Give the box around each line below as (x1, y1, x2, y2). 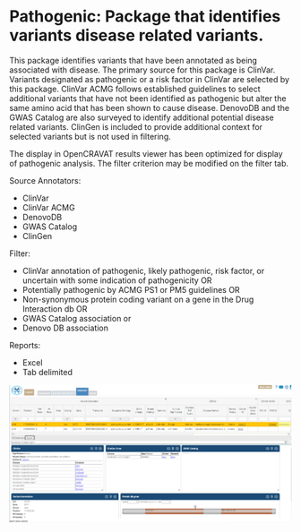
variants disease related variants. (9, 25, 264, 46)
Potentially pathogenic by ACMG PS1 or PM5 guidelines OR (21, 284, 240, 295)
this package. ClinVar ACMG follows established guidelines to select (9, 83, 262, 94)
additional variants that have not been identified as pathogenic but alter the (9, 92, 287, 104)
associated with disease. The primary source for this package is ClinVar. (9, 64, 276, 75)
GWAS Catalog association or (21, 313, 132, 323)
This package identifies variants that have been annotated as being (9, 55, 258, 65)
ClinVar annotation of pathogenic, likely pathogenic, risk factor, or (21, 265, 265, 276)
